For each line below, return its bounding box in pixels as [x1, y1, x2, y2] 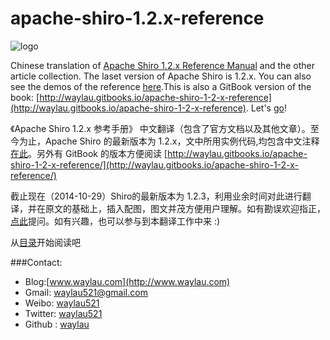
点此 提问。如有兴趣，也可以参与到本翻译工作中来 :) [10, 215, 221, 227]
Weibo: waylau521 [24, 297, 100, 309]
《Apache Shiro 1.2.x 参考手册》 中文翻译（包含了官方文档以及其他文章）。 [10, 122, 311, 134]
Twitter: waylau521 [24, 307, 103, 319]
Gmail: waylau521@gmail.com [24, 286, 148, 298]
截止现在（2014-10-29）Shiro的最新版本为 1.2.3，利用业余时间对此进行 [10, 190, 303, 202]
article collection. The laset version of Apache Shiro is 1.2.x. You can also [10, 70, 312, 82]
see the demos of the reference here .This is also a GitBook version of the [10, 80, 312, 92]
